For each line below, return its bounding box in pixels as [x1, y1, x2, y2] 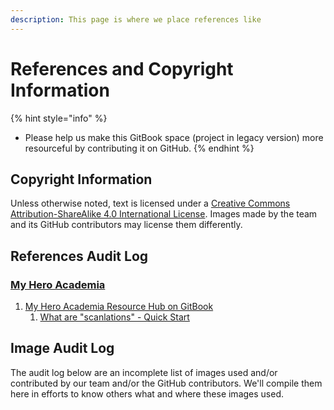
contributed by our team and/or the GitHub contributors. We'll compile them [10, 377, 323, 389]
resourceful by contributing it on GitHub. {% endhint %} [24, 142, 255, 154]
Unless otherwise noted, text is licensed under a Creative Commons [10, 197, 291, 210]
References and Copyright [10, 57, 234, 80]
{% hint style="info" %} [10, 112, 108, 124]
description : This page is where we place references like [10, 14, 262, 25]
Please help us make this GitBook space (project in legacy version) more [24, 131, 324, 143]
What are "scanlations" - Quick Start [39, 311, 190, 323]
